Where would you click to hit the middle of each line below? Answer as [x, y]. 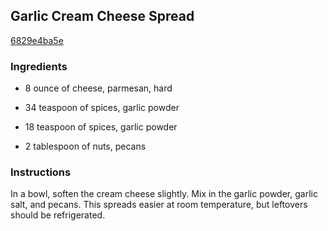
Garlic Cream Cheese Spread [102, 16]
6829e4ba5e [37, 40]
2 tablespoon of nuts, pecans [85, 146]
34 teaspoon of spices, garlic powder [102, 108]
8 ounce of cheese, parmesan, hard [98, 88]
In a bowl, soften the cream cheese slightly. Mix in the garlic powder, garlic [164, 194]
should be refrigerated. [58, 215]
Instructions [41, 172]
